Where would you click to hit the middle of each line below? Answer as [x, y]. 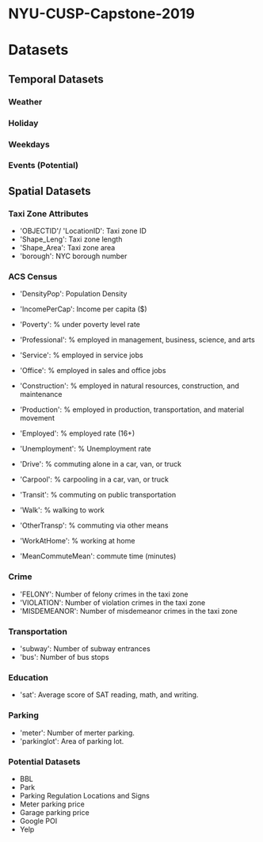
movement [37, 418]
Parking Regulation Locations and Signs [85, 795]
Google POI [38, 821]
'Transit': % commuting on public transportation [98, 495]
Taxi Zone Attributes [48, 213]
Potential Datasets [44, 761]
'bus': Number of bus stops [64, 657]
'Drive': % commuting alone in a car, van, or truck [101, 464]
